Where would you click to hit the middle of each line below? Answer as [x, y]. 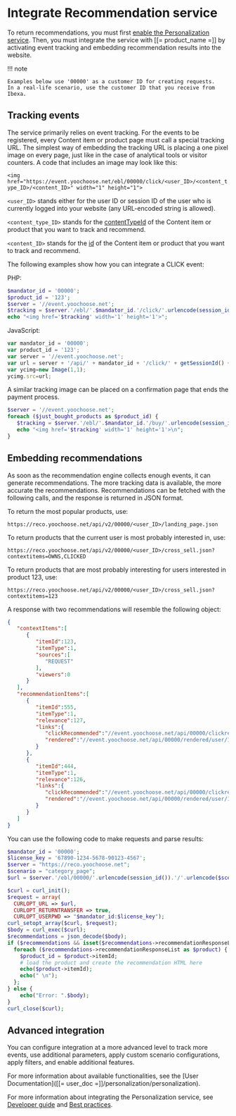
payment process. [33, 397]
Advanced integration [56, 1030]
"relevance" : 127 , [61, 721]
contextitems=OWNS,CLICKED [47, 556]
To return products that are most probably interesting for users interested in [117, 570]
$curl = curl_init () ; [39, 890]
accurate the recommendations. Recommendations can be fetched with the [117, 490]
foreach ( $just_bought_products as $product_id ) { [83, 417]
